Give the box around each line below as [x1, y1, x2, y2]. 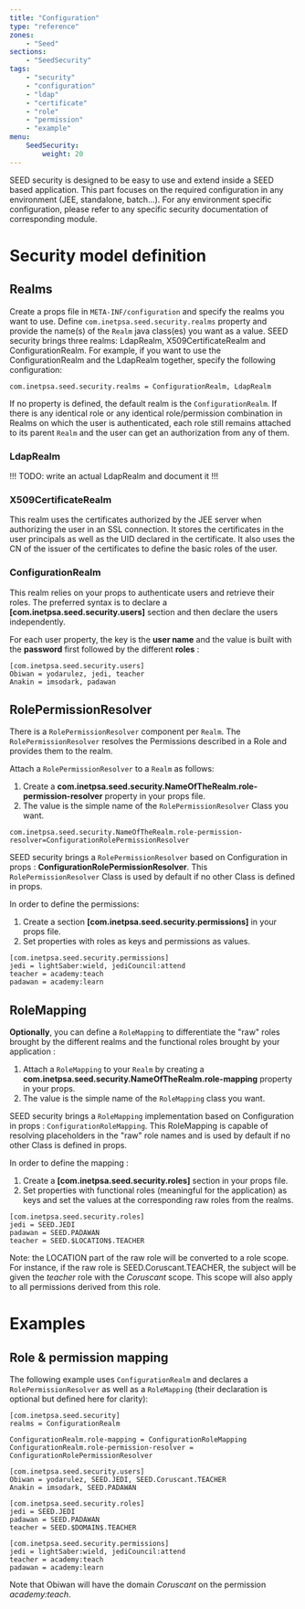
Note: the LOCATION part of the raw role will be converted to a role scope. [9, 1252, 289, 1263]
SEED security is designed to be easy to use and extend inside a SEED [9, 175, 274, 186]
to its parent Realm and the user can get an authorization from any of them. [9, 427, 290, 438]
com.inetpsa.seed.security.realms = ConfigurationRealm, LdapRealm [9, 381, 272, 391]
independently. [9, 616, 66, 627]
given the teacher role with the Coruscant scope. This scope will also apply [9, 1272, 293, 1283]
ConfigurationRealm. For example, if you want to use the [9, 345, 222, 356]
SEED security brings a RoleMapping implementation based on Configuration [9, 1111, 295, 1122]
